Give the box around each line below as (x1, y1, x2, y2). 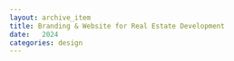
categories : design (9, 38, 83, 48)
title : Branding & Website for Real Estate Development (9, 22, 225, 30)
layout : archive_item (9, 13, 92, 22)
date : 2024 (9, 30, 59, 39)
